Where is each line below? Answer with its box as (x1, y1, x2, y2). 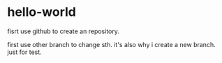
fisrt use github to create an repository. (7, 27, 120, 35)
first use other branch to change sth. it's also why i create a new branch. (7, 40, 216, 48)
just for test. (7, 48, 42, 56)
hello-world (7, 4, 77, 20)
